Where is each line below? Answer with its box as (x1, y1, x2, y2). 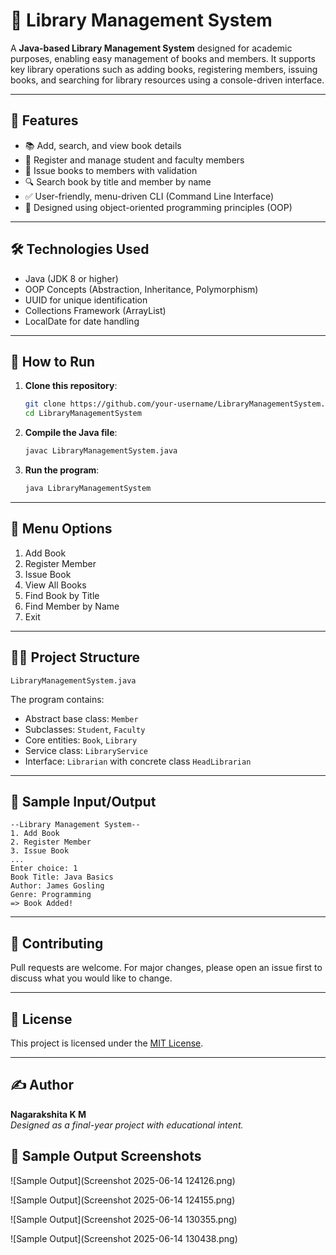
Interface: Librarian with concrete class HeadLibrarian (24, 755, 252, 767)
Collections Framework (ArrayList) (24, 304, 167, 316)
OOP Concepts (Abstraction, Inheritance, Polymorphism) (24, 283, 259, 295)
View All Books (24, 579, 87, 591)
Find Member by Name (24, 600, 120, 612)
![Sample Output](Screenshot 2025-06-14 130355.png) (10, 1213, 238, 1225)
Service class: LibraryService (24, 744, 149, 756)
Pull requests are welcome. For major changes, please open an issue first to (10, 962, 323, 974)
